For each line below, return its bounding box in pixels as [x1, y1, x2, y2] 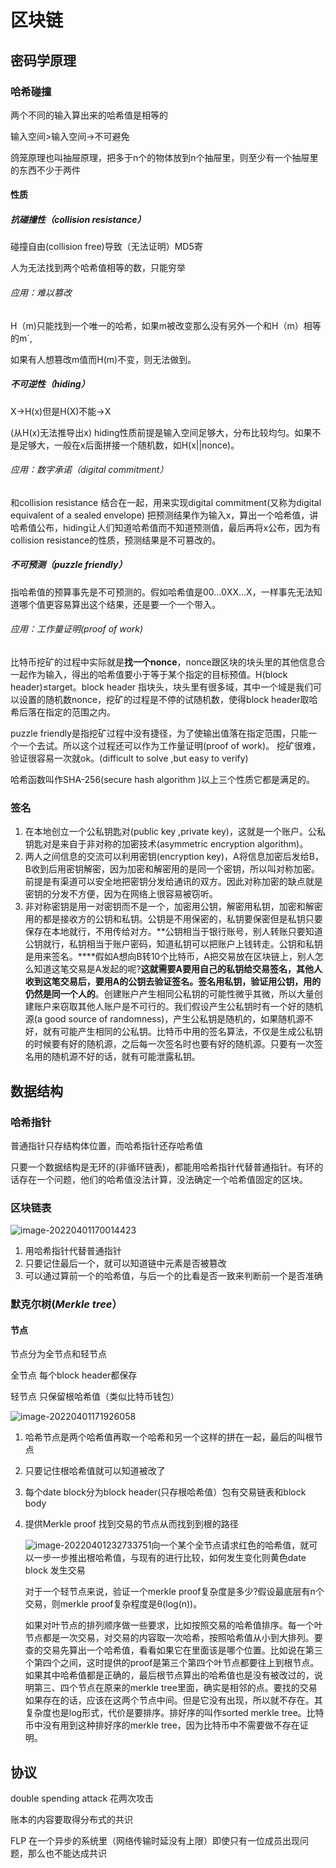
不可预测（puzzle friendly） [10, 559, 128, 571]
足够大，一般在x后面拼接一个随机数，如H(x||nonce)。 [18, 439, 240, 451]
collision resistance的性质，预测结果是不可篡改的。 [10, 534, 222, 546]
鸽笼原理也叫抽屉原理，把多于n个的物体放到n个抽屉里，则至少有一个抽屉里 [10, 151, 319, 163]
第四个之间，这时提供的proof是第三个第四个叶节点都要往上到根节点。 [33, 1657, 320, 1669]
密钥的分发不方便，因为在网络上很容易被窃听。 [24, 888, 218, 900]
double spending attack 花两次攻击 [10, 1792, 155, 1805]
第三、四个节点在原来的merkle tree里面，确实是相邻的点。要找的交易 [33, 1682, 318, 1694]
